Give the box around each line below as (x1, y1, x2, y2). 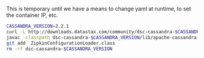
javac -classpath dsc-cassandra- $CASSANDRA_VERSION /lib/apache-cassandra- (6, 34, 200, 40)
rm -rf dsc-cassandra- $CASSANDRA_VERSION (6, 45, 113, 52)
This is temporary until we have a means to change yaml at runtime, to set (6, 5, 191, 12)
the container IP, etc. (6, 11, 58, 19)
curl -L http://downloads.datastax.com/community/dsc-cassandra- (6, 28, 175, 35)
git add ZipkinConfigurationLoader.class (6, 40, 115, 46)
